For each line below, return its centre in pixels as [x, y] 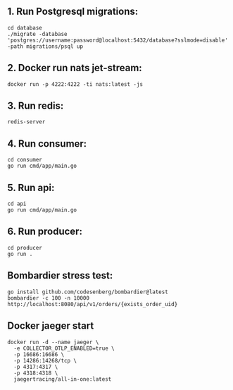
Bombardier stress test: [60, 275]
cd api [17, 204]
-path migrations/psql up [45, 46]
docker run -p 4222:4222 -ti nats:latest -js [75, 84]
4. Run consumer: [47, 144]
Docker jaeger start [51, 326]
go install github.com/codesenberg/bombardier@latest [88, 292]
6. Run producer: [45, 232]
